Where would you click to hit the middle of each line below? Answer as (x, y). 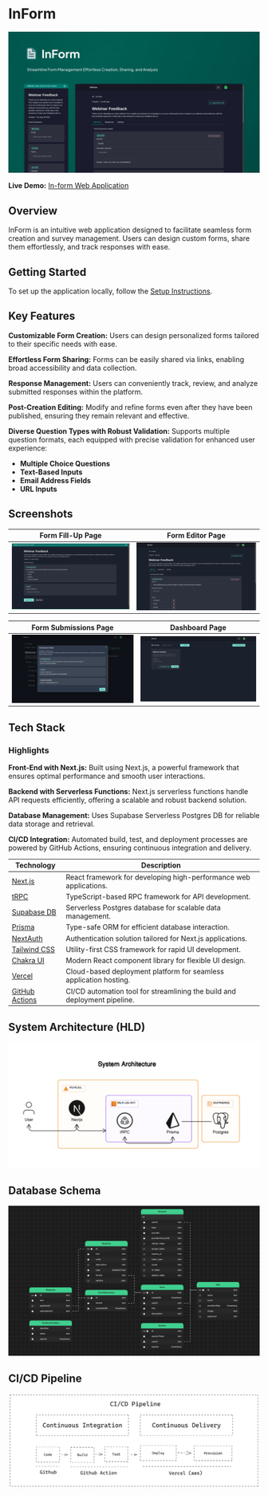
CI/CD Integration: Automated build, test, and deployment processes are (128, 839)
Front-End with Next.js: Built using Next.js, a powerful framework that (124, 767)
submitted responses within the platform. (76, 391)
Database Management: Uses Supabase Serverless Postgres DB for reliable (134, 815)
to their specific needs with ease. (63, 344)
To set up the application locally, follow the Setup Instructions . (110, 291)
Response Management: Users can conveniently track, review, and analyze (133, 383)
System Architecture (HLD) (77, 1027)
